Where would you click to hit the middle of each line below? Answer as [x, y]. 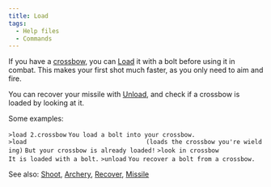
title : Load [28, 16]
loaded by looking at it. [47, 103]
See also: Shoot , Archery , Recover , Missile [79, 174]
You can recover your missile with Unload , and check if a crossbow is [124, 95]
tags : [17, 23]
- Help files [38, 31]
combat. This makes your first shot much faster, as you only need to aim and [136, 70]
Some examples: [36, 119]
